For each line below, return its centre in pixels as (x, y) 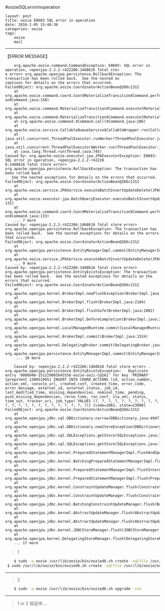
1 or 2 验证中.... (32, 603)
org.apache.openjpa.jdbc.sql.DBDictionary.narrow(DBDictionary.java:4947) (83, 418)
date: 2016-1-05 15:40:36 (31, 25)
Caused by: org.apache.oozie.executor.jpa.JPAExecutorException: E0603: (81, 156)
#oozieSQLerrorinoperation (33, 7)
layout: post (18, 16)
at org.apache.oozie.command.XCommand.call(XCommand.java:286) (80, 121)
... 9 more (25, 263)
